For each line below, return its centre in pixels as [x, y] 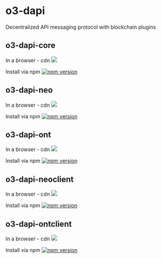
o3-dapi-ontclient [39, 224]
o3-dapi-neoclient [39, 179]
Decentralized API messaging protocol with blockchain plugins [81, 27]
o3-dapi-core [31, 45]
